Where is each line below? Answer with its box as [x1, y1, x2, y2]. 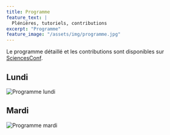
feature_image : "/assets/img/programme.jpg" [6, 31, 121, 38]
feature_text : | [6, 15, 47, 21]
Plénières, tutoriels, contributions [12, 20, 107, 26]
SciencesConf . [6, 54, 43, 62]
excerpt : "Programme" [6, 25, 61, 32]
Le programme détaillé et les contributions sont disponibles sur [6, 48, 165, 55]
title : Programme [6, 8, 50, 15]
